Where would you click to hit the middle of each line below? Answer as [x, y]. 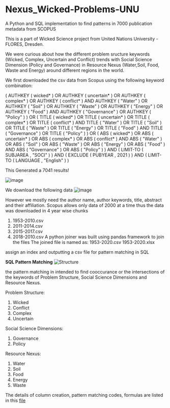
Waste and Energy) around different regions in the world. [65, 70]
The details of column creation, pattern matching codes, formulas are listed [84, 395]
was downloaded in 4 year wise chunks [47, 210]
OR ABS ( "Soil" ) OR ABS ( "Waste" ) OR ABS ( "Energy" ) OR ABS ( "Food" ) [85, 144]
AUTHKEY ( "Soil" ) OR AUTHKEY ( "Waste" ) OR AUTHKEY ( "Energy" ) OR [84, 106]
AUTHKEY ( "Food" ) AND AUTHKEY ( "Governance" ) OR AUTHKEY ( [78, 112]
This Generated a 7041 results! [37, 170]
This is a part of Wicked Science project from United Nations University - [82, 39]
